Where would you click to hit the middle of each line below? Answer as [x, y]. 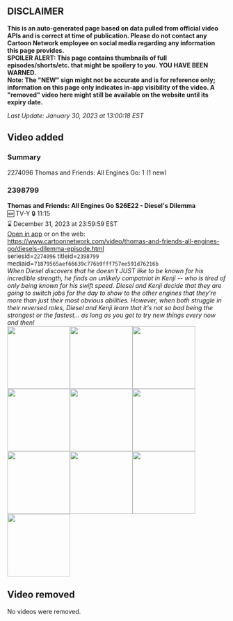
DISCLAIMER [35, 11]
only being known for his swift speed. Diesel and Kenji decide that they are [114, 285]
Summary [24, 157]
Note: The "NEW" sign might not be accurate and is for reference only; [111, 80]
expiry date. [25, 102]
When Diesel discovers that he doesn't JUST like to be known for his [105, 271]
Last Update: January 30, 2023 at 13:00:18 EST [75, 115]
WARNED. [22, 72]
